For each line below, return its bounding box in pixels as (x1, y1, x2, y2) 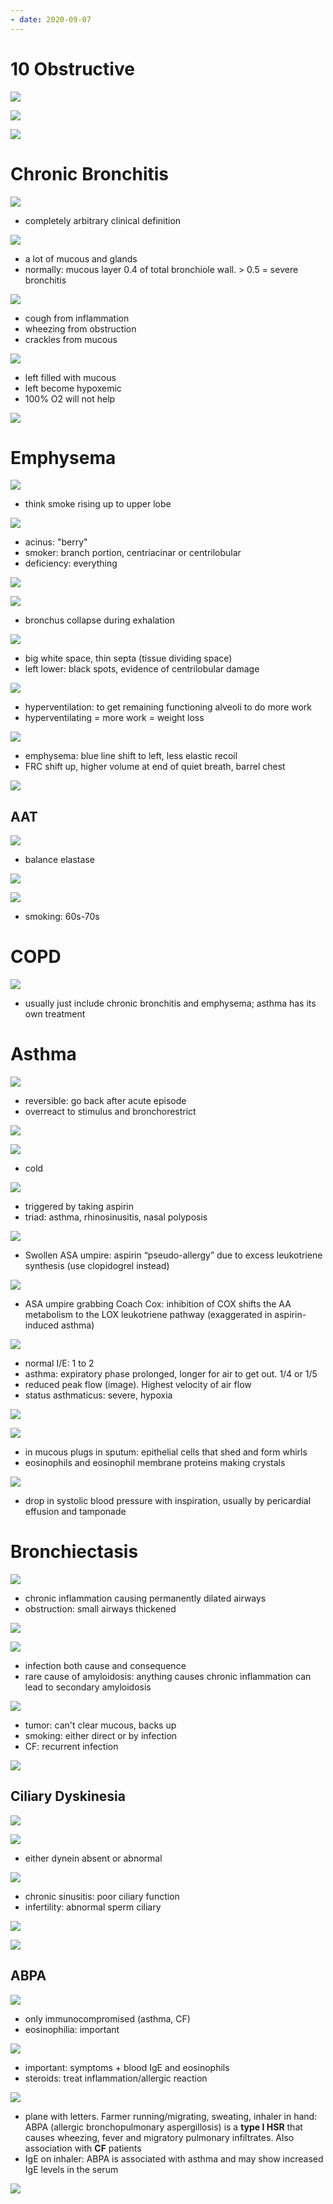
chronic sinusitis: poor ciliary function (24, 1890, 180, 1902)
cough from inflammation (24, 312, 130, 324)
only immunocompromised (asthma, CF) (24, 2012, 191, 2025)
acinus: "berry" (24, 536, 88, 548)
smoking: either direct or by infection (24, 1730, 178, 1742)
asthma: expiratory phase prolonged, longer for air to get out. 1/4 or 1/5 (24, 1368, 318, 1380)
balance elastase (24, 854, 95, 866)
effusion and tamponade (24, 1506, 127, 1518)
